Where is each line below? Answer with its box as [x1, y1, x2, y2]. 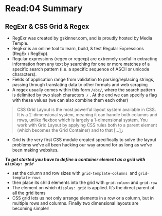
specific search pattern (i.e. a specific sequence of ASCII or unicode [12, 66, 149, 72]
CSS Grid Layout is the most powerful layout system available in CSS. [17, 107, 156, 112]
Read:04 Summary [5, 3, 83, 14]
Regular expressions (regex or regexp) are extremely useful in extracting [12, 56, 158, 61]
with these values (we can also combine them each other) [12, 97, 128, 103]
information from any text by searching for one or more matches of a [12, 61, 150, 67]
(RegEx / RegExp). [12, 51, 49, 56]
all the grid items [12, 190, 46, 196]
